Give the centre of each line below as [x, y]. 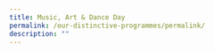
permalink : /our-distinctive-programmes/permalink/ [107, 26]
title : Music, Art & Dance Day [67, 17]
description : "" [39, 33]
